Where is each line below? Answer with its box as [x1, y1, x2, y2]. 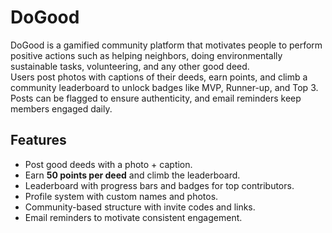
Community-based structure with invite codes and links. [24, 201, 256, 213]
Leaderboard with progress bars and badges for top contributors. [24, 179, 295, 191]
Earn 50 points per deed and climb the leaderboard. [24, 169, 241, 181]
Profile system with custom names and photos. [24, 190, 219, 202]
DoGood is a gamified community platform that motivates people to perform [10, 39, 323, 51]
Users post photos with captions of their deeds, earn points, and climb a [10, 71, 308, 83]
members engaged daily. [10, 102, 113, 115]
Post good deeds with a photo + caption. [24, 158, 193, 170]
